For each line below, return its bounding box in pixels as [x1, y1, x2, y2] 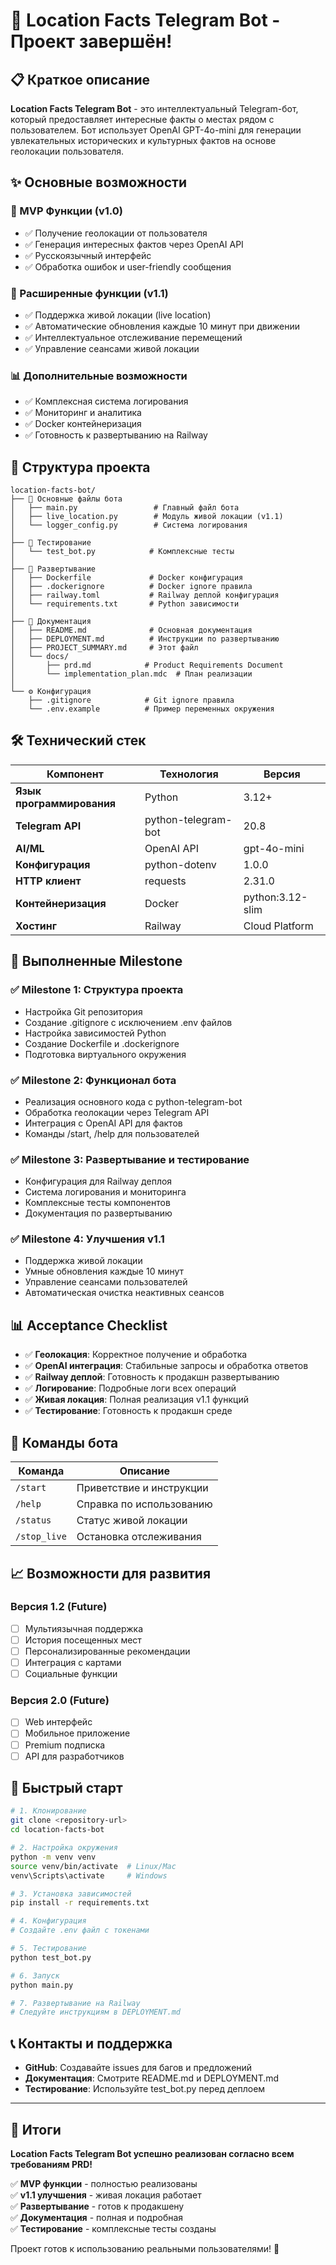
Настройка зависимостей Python [24, 1027, 167, 1039]
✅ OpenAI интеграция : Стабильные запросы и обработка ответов [24, 1360, 309, 1372]
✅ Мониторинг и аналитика [24, 407, 142, 419]
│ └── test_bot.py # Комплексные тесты [10, 547, 235, 557]
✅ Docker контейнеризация [24, 418, 142, 430]
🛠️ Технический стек [10, 732, 147, 749]
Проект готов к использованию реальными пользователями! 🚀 [10, 2242, 280, 2254]
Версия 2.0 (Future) [10, 1694, 110, 1708]
